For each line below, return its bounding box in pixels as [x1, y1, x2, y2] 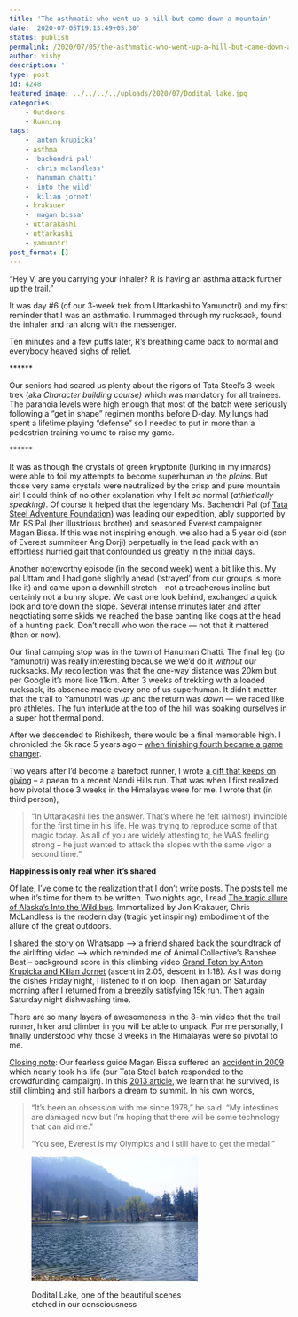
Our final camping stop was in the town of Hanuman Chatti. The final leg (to [9, 646, 286, 657]
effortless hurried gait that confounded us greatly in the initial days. [9, 546, 255, 557]
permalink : [9, 43, 50, 51]
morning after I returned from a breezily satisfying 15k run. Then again [9, 985, 265, 995]
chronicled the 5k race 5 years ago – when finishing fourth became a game [9, 738, 284, 749]
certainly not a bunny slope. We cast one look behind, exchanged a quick [9, 591, 278, 602]
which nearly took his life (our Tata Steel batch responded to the [9, 1066, 244, 1077]
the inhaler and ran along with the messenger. [9, 319, 177, 330]
